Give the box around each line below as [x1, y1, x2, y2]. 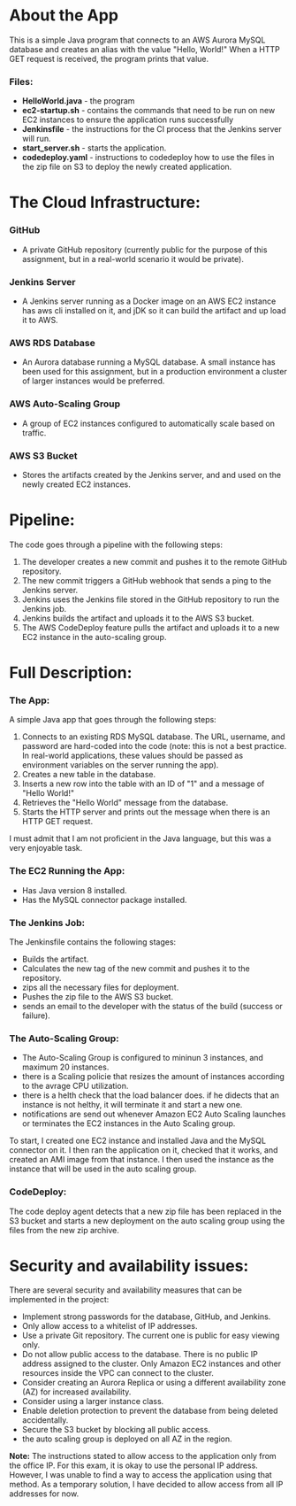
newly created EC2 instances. [21, 479, 131, 490]
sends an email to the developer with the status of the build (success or [21, 1000, 283, 1011]
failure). [21, 1010, 50, 1021]
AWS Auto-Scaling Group [9, 398, 121, 410]
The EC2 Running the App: [9, 865, 125, 877]
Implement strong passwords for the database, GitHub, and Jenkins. [21, 1311, 271, 1322]
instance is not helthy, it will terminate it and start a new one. [21, 1100, 243, 1110]
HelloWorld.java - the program [21, 96, 135, 106]
